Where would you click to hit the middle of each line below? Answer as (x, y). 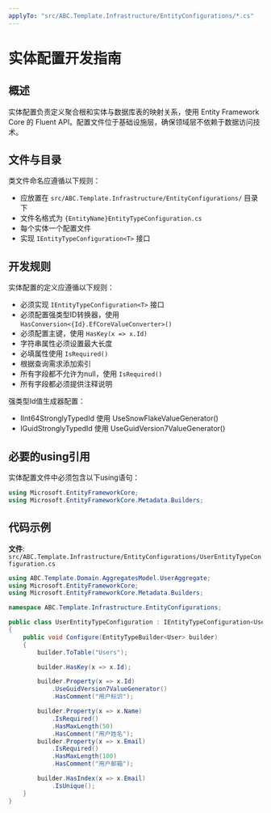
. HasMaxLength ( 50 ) (82, 726)
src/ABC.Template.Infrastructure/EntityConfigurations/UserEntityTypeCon (135, 557)
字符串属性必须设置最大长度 (66, 344)
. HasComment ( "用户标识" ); (93, 697)
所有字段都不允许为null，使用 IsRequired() (91, 374)
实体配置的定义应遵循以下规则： (61, 287)
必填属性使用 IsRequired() (64, 354)
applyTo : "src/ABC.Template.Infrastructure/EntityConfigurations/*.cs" (131, 16)
